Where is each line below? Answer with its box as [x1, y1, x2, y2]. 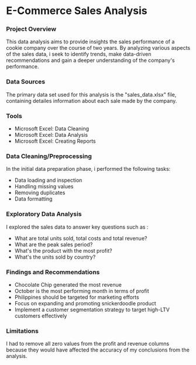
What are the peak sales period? [14, 241, 93, 248]
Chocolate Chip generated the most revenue [14, 281, 122, 288]
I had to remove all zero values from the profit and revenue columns [6, 340, 170, 347]
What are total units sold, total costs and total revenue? [14, 235, 147, 242]
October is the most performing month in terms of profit [14, 287, 149, 294]
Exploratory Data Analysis [6, 210, 82, 218]
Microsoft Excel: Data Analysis [14, 132, 88, 139]
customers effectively [14, 312, 67, 319]
